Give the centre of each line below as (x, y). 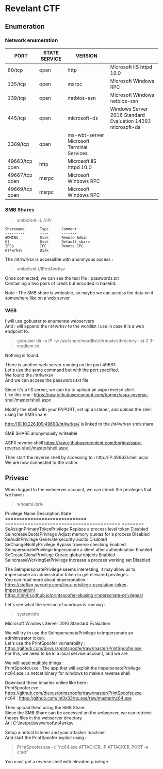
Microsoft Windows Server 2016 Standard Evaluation (58, 624)
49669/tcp (20, 189)
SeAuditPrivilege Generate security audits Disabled (56, 539)
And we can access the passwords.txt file (47, 380)
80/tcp (15, 70)
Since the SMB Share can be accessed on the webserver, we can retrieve (78, 713)
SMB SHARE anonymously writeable (41, 433)
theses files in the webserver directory (44, 718)
